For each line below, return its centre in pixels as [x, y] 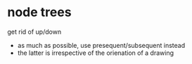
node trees [39, 12]
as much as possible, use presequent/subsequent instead [101, 45]
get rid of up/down [34, 32]
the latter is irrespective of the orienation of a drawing [96, 53]
